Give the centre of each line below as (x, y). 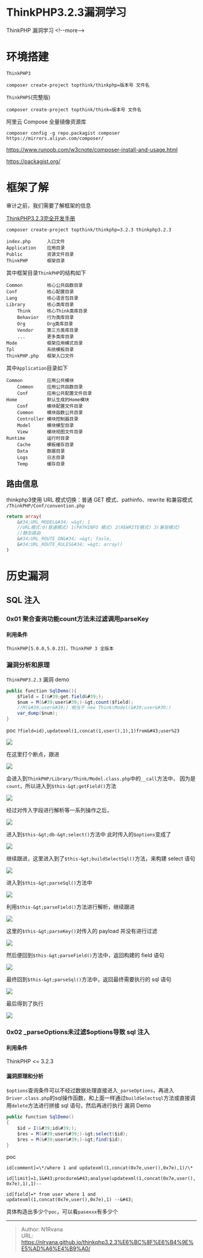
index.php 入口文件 (36, 241)
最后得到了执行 (25, 1003)
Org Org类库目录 (45, 324)
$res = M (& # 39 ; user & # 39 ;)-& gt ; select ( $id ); (73, 1134)
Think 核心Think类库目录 (52, 311)
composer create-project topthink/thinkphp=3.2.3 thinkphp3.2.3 (89, 230)
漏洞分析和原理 (28, 665)
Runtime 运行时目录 (38, 438)
